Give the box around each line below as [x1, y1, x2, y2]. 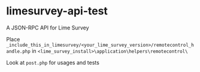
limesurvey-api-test [6, 4, 108, 18]
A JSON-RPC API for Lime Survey [6, 24, 89, 31]
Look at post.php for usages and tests [6, 59, 100, 66]
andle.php [6, 48, 31, 55]
